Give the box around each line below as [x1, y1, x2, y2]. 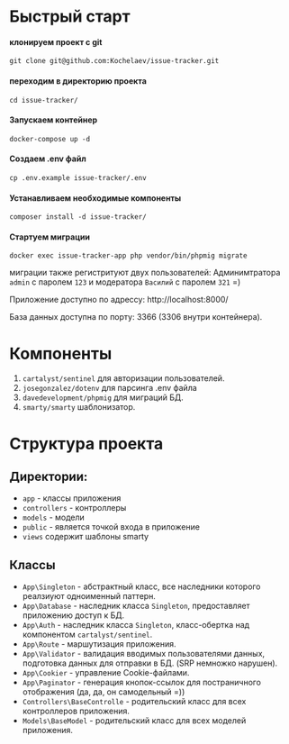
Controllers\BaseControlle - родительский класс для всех [22, 696, 247, 707]
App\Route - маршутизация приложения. [22, 639, 176, 649]
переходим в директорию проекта [9, 75, 147, 86]
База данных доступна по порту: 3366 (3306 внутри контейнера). [9, 312, 263, 322]
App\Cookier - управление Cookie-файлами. [22, 667, 190, 678]
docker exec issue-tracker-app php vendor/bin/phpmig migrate [9, 251, 248, 260]
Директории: [9, 468, 88, 484]
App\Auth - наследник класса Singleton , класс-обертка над [22, 620, 250, 631]
